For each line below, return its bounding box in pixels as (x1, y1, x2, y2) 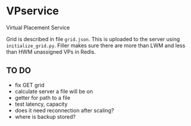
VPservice (6, 4, 59, 18)
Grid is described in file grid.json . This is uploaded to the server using (6, 35, 180, 42)
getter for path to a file (14, 94, 70, 101)
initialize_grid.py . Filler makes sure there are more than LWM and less (6, 42, 186, 49)
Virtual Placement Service (6, 24, 70, 31)
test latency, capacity (14, 100, 68, 107)
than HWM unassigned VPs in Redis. (6, 48, 96, 55)
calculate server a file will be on (14, 88, 94, 95)
